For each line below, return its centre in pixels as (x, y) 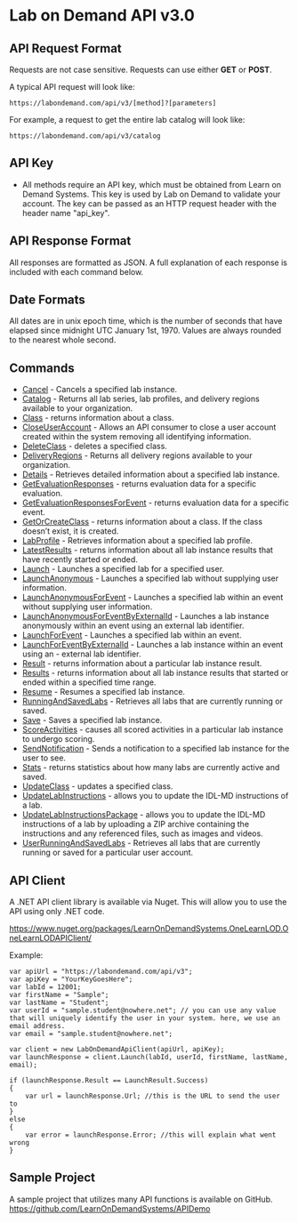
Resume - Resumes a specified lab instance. (103, 692)
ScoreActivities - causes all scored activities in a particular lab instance (153, 729)
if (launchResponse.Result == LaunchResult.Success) (109, 1081)
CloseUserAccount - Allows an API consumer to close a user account (149, 427)
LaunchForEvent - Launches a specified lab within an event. (132, 635)
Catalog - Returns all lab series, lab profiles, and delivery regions (141, 399)
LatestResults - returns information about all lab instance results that (148, 550)
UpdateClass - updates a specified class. (97, 786)
